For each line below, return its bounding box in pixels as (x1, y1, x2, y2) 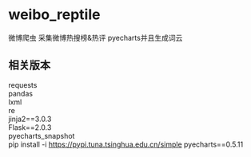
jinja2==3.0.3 (8, 114, 52, 124)
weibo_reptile (8, 6, 101, 24)
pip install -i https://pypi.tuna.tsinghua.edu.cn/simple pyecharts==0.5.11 (8, 139, 244, 149)
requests (8, 80, 38, 89)
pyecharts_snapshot (8, 131, 75, 140)
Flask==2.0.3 (8, 122, 52, 132)
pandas (8, 88, 34, 98)
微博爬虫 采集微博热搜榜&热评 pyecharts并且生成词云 (8, 33, 183, 42)
